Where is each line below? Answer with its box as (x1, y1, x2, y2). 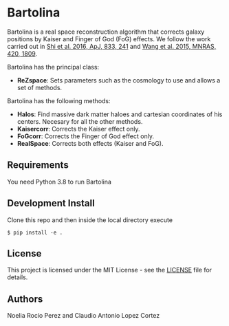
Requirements (7, 160, 69, 171)
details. (7, 273, 28, 281)
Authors (7, 293, 43, 305)
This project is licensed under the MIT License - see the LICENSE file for (7, 266, 212, 274)
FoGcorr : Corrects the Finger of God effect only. (17, 132, 155, 140)
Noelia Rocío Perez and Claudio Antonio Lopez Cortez (7, 312, 160, 320)
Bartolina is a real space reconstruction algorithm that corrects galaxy (7, 28, 205, 36)
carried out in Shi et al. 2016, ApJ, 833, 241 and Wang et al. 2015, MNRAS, (7, 42, 217, 50)
